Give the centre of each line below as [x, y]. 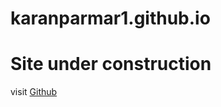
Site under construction [111, 64]
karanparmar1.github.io [110, 18]
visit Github [34, 92]
